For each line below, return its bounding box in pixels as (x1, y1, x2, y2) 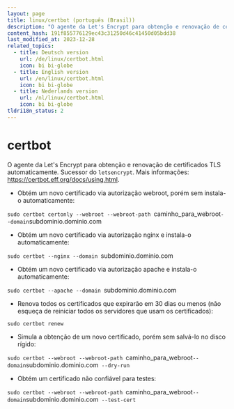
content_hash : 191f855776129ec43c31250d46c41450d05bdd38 (7, 29, 176, 37)
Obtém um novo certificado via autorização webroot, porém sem (17, 189, 203, 197)
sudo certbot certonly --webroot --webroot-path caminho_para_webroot (7, 210, 221, 218)
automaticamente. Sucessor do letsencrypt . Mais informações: (7, 168, 189, 176)
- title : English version (13, 68, 89, 75)
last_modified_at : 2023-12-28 (7, 36, 95, 43)
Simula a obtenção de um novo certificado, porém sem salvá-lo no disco (17, 332, 226, 341)
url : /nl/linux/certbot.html (19, 95, 104, 102)
